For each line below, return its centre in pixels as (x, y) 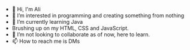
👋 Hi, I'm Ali (26, 9)
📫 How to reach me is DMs (46, 41)
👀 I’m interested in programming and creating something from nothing (98, 15)
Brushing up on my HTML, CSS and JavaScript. (70, 28)
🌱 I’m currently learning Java (47, 22)
